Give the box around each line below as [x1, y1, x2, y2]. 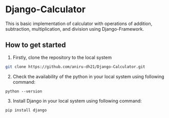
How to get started [5, 41, 66, 50]
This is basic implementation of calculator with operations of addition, [5, 20, 153, 27]
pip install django [5, 107, 47, 113]
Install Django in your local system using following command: [12, 98, 142, 104]
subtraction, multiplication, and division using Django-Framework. [5, 26, 144, 32]
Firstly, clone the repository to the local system [12, 54, 112, 60]
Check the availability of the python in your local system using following [12, 73, 164, 80]
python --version [5, 88, 43, 94]
